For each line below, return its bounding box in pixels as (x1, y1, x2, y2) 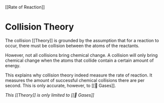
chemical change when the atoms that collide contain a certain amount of (5, 57, 154, 63)
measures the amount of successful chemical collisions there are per (5, 77, 145, 83)
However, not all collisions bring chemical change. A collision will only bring (5, 52, 158, 58)
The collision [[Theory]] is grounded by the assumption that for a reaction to (5, 37, 159, 43)
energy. (5, 62, 21, 68)
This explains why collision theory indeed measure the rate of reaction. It (5, 72, 153, 78)
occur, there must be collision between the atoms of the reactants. (5, 43, 140, 49)
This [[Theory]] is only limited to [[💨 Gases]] (5, 92, 94, 98)
